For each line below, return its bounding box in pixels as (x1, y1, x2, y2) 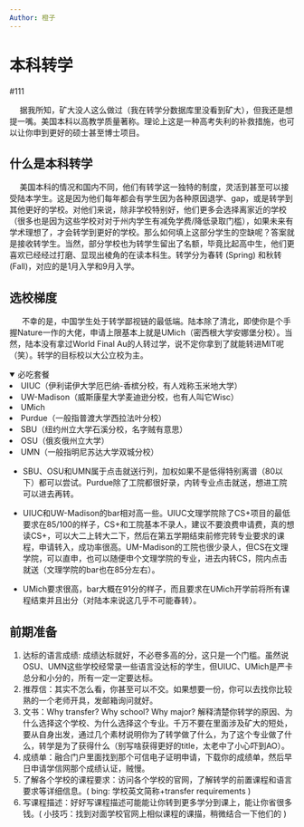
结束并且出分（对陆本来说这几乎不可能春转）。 (30, 595, 202, 606)
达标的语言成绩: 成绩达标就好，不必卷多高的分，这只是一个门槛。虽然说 (22, 649, 290, 660)
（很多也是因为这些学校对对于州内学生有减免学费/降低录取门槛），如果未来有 (9, 216, 294, 226)
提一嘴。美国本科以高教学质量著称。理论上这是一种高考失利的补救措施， (9, 115, 279, 127)
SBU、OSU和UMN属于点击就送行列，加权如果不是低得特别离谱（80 (22, 466, 276, 476)
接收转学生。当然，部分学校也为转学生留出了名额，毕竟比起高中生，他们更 (16, 238, 295, 249)
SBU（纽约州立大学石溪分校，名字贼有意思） (21, 424, 188, 435)
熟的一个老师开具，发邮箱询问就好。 (22, 695, 158, 706)
